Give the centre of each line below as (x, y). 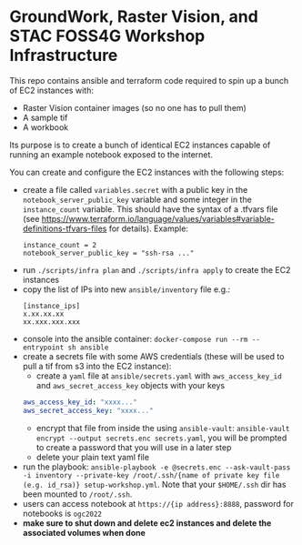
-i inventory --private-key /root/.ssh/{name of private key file (151, 475)
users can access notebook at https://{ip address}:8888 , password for (158, 503)
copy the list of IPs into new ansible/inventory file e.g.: (126, 289)
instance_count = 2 (60, 245)
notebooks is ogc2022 (62, 513)
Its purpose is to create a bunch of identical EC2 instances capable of (140, 145)
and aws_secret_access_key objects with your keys (131, 385)
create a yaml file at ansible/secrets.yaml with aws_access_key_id (159, 376)
